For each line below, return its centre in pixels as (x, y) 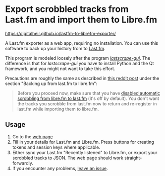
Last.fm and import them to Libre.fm (81, 20)
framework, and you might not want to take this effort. (60, 69)
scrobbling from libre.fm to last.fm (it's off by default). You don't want (88, 98)
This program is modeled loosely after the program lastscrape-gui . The (78, 58)
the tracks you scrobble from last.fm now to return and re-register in (87, 103)
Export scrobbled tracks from (67, 9)
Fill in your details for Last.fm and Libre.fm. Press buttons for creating (83, 142)
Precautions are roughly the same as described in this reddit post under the (82, 78)
